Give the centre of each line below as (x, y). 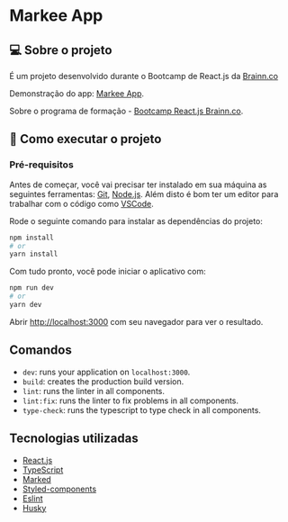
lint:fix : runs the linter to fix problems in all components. (130, 400)
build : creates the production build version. (103, 381)
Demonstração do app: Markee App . (76, 94)
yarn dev (26, 305)
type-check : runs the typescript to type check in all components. (141, 409)
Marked (36, 479)
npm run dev (31, 288)
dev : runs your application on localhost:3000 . (106, 372)
